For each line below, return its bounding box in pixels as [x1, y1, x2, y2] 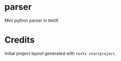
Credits [4, 34, 35, 46]
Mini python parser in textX [4, 17, 59, 23]
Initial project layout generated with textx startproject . [4, 50, 117, 56]
